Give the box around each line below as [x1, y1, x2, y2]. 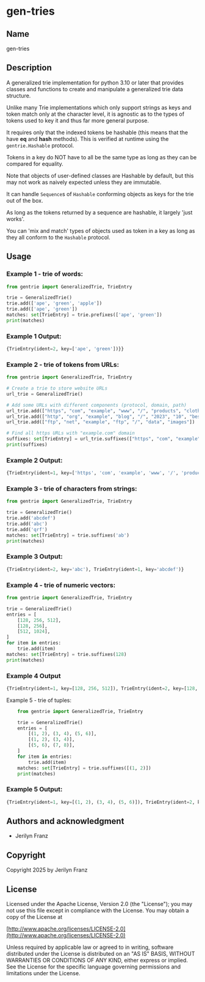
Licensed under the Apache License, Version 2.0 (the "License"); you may [6, 901, 193, 908]
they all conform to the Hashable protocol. [6, 233, 111, 241]
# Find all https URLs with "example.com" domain [6, 430, 135, 436]
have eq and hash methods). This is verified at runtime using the [6, 135, 169, 142]
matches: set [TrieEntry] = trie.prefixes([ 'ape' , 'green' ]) [6, 312, 163, 318]
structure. [6, 92, 31, 99]
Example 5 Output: [6, 785, 63, 794]
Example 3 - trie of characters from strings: [6, 485, 137, 493]
